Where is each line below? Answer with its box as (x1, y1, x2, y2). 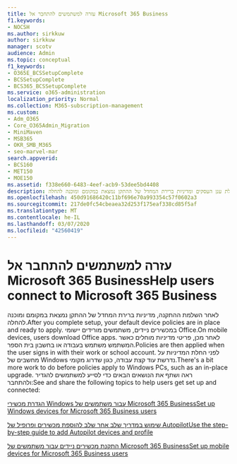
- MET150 (7, 167, 33, 175)
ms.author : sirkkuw (7, 30, 65, 37)
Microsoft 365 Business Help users (7, 273, 215, 288)
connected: (7, 386, 41, 394)
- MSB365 (7, 135, 33, 142)
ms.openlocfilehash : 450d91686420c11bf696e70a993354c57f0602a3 (7, 194, 197, 201)
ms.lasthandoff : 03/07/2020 (7, 220, 90, 227)
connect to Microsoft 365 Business (7, 287, 217, 304)
